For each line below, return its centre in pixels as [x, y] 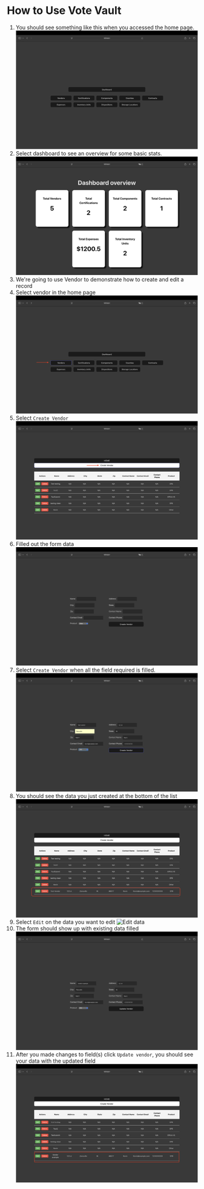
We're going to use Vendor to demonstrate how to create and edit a [100, 279]
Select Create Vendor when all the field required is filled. [86, 670]
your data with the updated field [55, 1061]
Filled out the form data [45, 544]
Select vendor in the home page [56, 292]
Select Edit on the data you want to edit [65, 922]
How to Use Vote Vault [64, 11]
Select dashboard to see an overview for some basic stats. [89, 153]
